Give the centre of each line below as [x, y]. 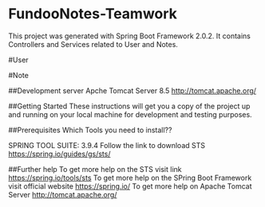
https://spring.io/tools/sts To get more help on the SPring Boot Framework [130, 178]
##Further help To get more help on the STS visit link [95, 169]
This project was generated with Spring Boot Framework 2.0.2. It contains [130, 36]
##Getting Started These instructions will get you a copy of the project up [129, 106]
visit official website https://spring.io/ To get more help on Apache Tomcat [131, 186]
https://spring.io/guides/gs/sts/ [59, 154]
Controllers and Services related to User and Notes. [93, 44]
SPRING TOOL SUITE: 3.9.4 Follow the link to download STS [107, 145]
